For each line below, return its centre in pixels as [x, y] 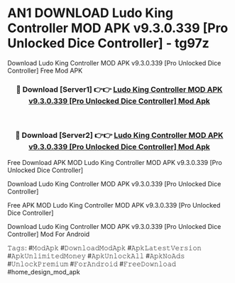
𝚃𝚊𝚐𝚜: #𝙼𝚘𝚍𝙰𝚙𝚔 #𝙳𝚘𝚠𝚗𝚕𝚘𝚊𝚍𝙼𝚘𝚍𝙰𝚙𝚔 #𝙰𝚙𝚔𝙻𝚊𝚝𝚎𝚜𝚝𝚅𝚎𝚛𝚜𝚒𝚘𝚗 [105, 247]
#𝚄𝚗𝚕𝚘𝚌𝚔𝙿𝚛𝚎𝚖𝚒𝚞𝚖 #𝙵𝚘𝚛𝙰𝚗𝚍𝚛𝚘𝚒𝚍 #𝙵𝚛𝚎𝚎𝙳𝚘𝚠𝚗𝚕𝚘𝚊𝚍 [92, 264]
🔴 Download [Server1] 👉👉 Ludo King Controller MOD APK [119, 89]
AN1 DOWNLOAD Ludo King [91, 13]
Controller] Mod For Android [49, 234]
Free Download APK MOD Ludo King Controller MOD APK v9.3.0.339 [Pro [115, 162]
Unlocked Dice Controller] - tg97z [108, 43]
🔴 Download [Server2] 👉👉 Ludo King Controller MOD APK [119, 135]
